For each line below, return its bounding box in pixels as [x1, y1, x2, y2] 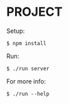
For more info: [6, 77, 46, 86]
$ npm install [6, 40, 47, 47]
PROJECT [6, 4, 63, 20]
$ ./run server [6, 65, 50, 72]
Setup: [6, 27, 25, 35]
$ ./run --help [6, 90, 50, 97]
